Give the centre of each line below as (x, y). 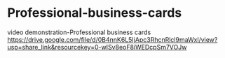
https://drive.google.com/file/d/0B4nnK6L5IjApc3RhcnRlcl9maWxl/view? (112, 39)
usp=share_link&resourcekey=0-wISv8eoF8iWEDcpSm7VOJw (97, 47)
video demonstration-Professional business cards (79, 32)
